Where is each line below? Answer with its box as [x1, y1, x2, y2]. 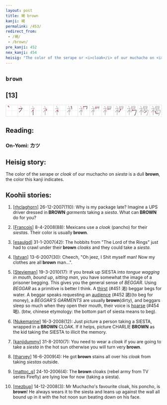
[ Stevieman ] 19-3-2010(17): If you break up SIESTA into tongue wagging [12, 269, 160, 275]
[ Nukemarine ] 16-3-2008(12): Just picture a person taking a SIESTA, [12, 318, 152, 324]
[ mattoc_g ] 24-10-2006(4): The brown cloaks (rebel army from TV [12, 369, 149, 375]
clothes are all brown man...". [12, 259, 72, 266]
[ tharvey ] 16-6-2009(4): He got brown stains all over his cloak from [12, 354, 151, 360]
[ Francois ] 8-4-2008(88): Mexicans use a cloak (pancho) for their [12, 224, 148, 230]
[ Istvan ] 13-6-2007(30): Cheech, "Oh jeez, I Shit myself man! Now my [12, 254, 155, 260]
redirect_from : [5, 29, 37, 34]
